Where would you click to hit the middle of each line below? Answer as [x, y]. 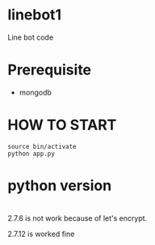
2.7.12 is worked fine [41, 234]
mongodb [35, 92]
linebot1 [35, 15]
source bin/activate [42, 146]
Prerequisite [50, 70]
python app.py [31, 154]
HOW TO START [62, 125]
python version [60, 186]
